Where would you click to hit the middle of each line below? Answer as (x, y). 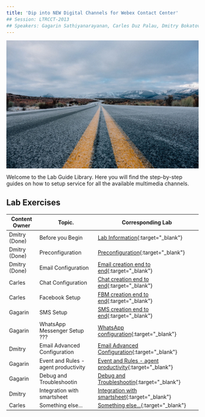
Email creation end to (124, 265)
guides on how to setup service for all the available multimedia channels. (98, 184)
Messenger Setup (62, 331)
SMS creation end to (123, 309)
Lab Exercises (34, 203)
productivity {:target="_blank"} (135, 367)
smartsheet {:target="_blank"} (135, 397)
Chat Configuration (63, 282)
